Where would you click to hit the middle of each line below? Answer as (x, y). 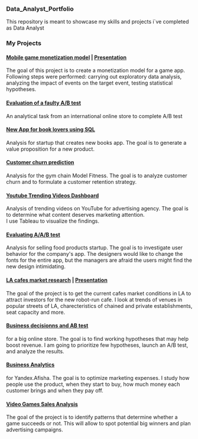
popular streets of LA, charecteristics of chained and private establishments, (99, 305)
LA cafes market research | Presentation (57, 280)
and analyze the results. (35, 351)
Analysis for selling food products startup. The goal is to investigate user (95, 248)
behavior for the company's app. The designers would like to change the (95, 254)
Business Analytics (30, 365)
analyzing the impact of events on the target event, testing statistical (90, 83)
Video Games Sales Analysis (42, 404)
